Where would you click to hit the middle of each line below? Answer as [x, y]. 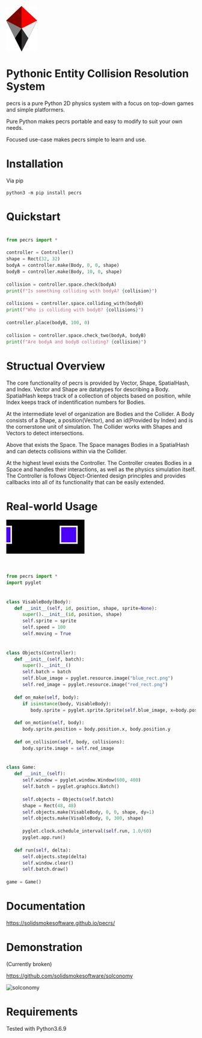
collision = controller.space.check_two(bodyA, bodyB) [76, 335]
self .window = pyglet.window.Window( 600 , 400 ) [81, 780]
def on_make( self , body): [47, 697]
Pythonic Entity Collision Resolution [98, 74]
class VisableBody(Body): [38, 602]
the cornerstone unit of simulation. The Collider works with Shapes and [94, 426]
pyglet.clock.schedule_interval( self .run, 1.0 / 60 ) [87, 831]
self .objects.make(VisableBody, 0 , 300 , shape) [83, 818]
